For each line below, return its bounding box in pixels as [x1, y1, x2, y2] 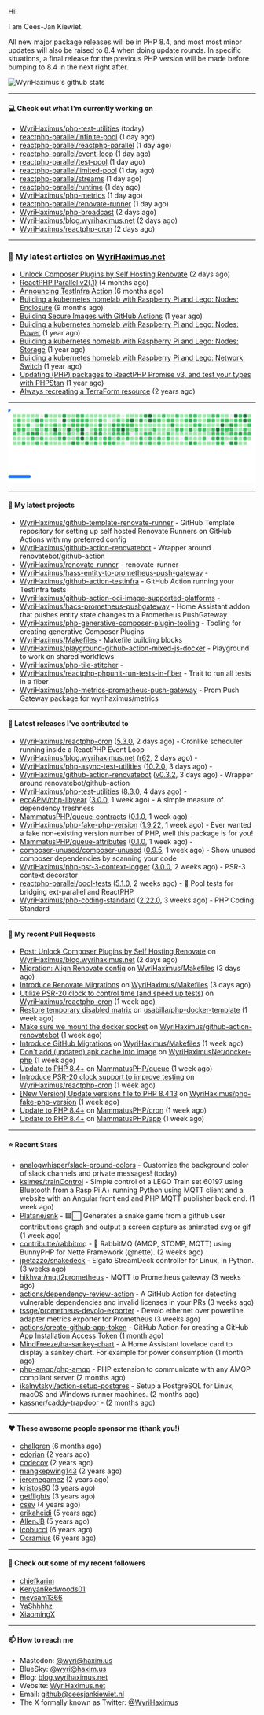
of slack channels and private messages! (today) [19, 1169, 178, 1178]
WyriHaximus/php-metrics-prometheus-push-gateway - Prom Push [19, 685, 240, 695]
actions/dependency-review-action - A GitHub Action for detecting [19, 1289, 236, 1298]
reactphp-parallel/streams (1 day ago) [19, 174, 142, 183]
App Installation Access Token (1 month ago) [19, 1331, 164, 1341]
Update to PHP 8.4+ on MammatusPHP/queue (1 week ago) [19, 1064, 213, 1073]
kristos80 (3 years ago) [19, 1483, 96, 1492]
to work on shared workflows [19, 651, 115, 661]
